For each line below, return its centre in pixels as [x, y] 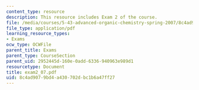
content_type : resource [36, 12]
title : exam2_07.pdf [32, 72]
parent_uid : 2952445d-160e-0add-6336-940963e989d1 [70, 61]
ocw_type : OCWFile [29, 45]
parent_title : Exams [32, 50]
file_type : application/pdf [41, 28]
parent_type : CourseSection [41, 56]
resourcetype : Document [36, 67]
